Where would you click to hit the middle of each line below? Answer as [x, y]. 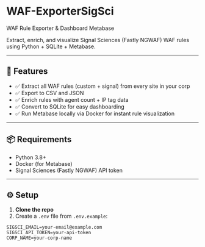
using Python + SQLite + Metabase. [51, 46]
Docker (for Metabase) [44, 163]
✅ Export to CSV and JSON [49, 93]
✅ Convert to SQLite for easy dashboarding [70, 106]
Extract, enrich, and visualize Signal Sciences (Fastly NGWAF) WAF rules [98, 40]
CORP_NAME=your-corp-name [39, 238]
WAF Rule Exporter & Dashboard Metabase [60, 28]
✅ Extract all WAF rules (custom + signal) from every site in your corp [103, 86]
